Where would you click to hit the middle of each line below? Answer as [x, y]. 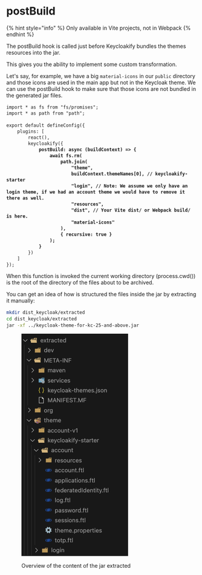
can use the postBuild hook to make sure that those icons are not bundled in [101, 88]
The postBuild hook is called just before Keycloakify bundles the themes [96, 46]
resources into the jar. [33, 52]
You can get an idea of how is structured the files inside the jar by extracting [101, 294]
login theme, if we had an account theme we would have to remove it [96, 192]
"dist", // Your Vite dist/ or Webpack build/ [131, 210]
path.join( [74, 162]
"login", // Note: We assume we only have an [129, 186]
